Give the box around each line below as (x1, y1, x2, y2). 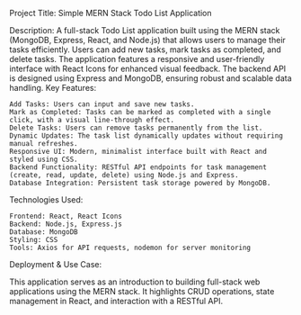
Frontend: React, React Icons (9, 211, 123, 220)
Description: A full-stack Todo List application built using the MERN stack (9, 25, 280, 35)
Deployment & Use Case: (9, 259, 102, 269)
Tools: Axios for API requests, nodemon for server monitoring (9, 243, 252, 252)
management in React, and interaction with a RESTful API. (9, 296, 223, 306)
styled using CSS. (9, 155, 78, 164)
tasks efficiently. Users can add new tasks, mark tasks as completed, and (9, 44, 281, 55)
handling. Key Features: (9, 83, 97, 93)
